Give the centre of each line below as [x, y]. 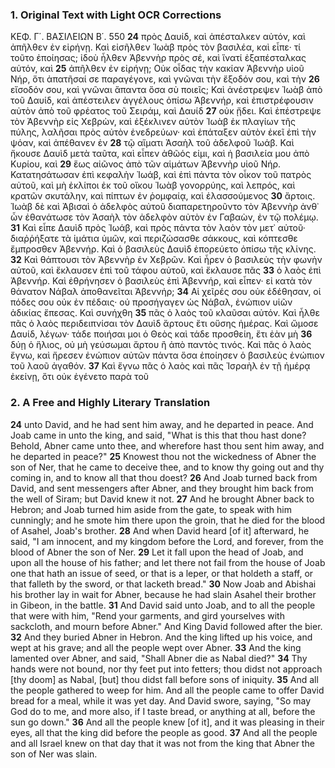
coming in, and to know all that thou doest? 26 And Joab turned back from [164, 477]
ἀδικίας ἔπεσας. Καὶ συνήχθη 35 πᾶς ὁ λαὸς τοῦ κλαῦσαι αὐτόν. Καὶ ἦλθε [165, 313]
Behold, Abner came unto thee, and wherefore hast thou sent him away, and [167, 445]
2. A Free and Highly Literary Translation [110, 403]
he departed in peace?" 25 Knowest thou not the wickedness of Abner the [163, 456]
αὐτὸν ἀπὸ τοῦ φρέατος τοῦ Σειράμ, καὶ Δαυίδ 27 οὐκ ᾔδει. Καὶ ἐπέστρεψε [166, 111]
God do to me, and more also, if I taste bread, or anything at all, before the [163, 711]
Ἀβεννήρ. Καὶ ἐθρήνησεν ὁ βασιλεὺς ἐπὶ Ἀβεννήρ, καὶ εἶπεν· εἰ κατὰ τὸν [161, 281]
